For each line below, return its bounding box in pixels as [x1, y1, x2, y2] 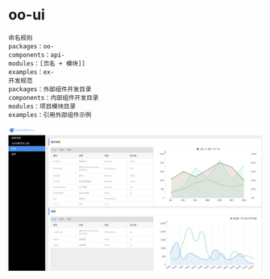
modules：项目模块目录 [8, 102, 77, 110]
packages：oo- [8, 42, 55, 50]
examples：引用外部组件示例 [8, 110, 92, 119]
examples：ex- [8, 68, 55, 76]
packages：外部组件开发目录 [8, 85, 92, 94]
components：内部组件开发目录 [8, 94, 99, 102]
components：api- [8, 51, 66, 59]
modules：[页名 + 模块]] [8, 59, 86, 68]
